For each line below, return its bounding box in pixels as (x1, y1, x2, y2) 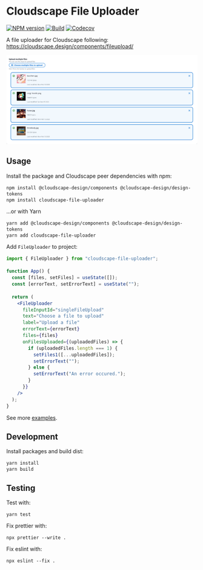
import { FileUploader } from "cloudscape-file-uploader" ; (6, 255, 159, 262)
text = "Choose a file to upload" (22, 313, 104, 319)
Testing (6, 482, 36, 493)
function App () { (6, 268, 50, 274)
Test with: (6, 499, 31, 506)
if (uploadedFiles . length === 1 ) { (28, 345, 118, 351)
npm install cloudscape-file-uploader (6, 196, 104, 203)
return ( (12, 294, 34, 300)
